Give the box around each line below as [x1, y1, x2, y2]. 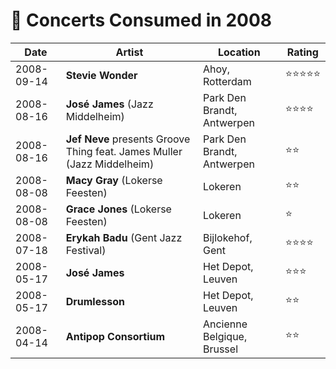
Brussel [202, 342, 239, 356]
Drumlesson [65, 294, 125, 308]
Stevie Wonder [65, 68, 138, 82]
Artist [115, 45, 144, 59]
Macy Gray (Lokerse [65, 173, 163, 187]
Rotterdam [202, 74, 252, 88]
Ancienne [202, 317, 248, 331]
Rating [286, 45, 319, 59]
